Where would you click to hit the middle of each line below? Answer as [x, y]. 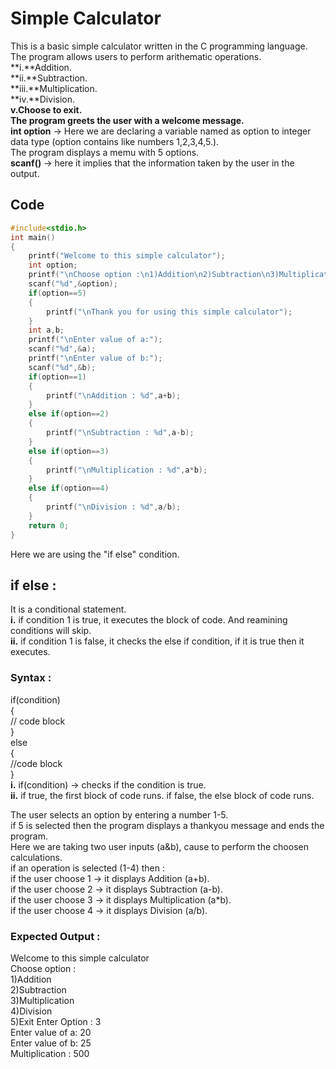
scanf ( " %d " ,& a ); [62, 349]
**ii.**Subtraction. [49, 78]
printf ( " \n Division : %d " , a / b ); [114, 507]
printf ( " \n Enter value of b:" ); [95, 358]
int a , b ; [46, 330]
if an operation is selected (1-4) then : [87, 868]
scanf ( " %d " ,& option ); [73, 284]
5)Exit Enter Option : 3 [56, 1021]
